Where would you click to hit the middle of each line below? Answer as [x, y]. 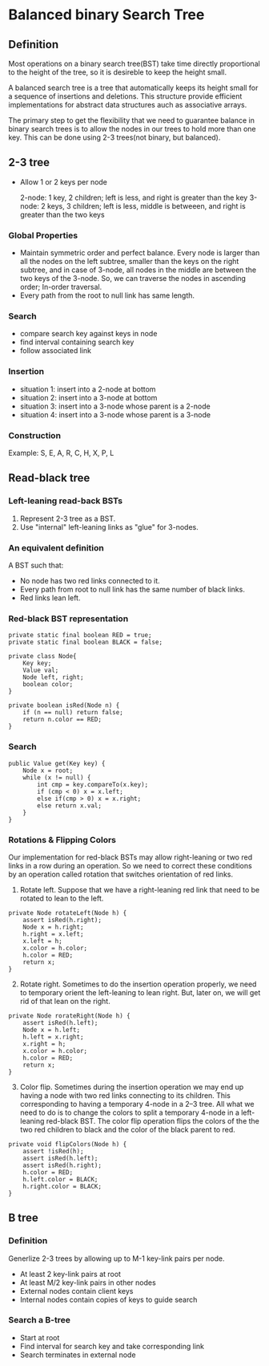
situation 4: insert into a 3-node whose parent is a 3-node [115, 414]
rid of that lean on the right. [65, 1001]
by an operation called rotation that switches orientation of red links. [121, 874]
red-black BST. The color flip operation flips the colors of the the [153, 1120]
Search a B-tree [39, 1320]
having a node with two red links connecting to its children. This [125, 1095]
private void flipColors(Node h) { [68, 1144]
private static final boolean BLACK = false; [85, 642]
